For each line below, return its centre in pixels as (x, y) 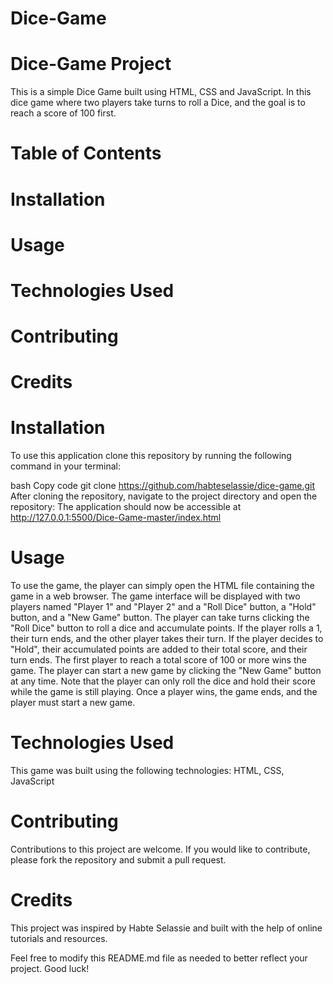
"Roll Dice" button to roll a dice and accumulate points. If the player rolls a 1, (166, 628)
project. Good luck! (50, 968)
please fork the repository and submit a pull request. (118, 860)
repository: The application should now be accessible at (126, 507)
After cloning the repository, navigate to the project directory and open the (164, 496)
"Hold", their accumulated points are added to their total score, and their (159, 649)
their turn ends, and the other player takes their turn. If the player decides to (167, 639)
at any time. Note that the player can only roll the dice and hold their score (163, 681)
